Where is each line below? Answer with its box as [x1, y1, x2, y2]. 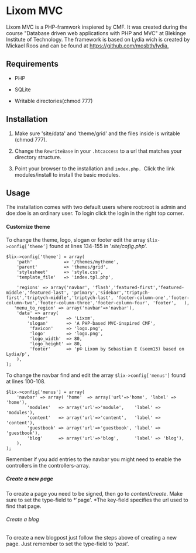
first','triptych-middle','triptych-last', [6, 294, 114, 301]
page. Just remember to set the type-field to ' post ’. [6, 540, 129, 547]
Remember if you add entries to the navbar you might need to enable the [6, 455, 181, 463]
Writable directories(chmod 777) [14, 97, 93, 104]
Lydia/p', [6, 351, 30, 357]
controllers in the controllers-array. [6, 462, 91, 469]
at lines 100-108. [6, 377, 46, 384]
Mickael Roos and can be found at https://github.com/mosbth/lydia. [6, 42, 169, 49]
